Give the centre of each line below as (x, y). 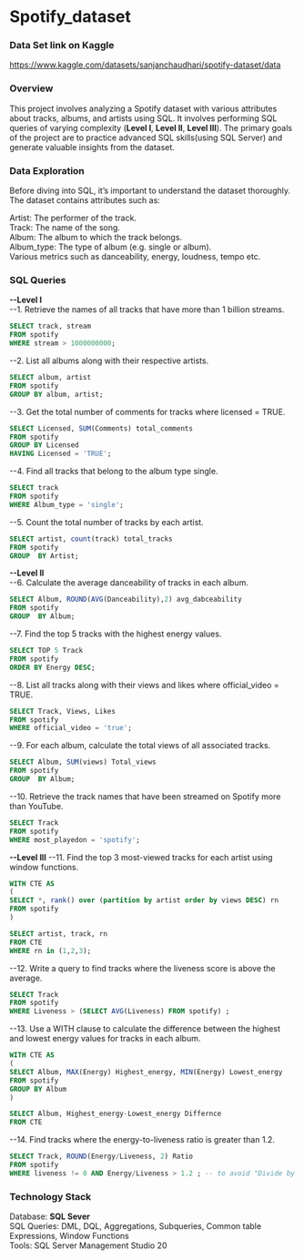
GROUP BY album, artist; (56, 394)
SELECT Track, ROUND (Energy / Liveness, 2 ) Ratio (101, 1157)
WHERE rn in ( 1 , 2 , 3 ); (51, 950)
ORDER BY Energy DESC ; (52, 667)
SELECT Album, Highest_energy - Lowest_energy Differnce (116, 1114)
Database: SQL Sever (50, 1216)
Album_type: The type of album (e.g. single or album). (111, 247)
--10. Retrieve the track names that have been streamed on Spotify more (145, 796)
